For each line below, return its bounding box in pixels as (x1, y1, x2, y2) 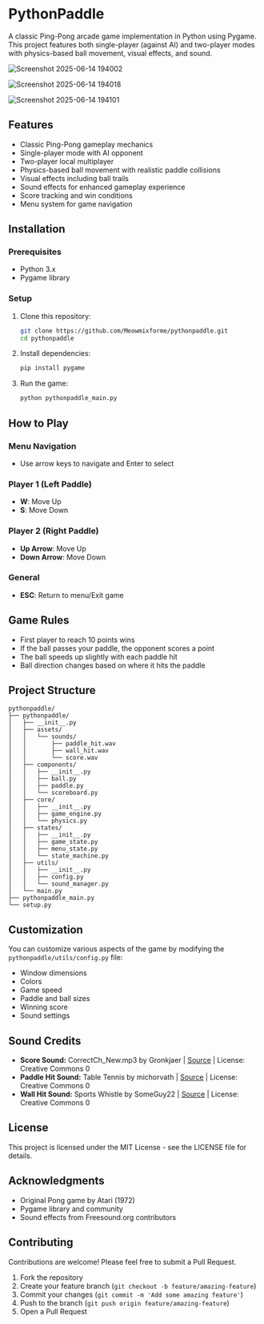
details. (8, 1151, 33, 1161)
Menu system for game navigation (19, 199, 134, 208)
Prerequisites (8, 246, 62, 257)
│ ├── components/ (8, 761, 78, 769)
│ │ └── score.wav (8, 754, 98, 762)
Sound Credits (8, 1034, 82, 1047)
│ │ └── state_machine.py (8, 852, 110, 860)
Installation (8, 222, 66, 236)
